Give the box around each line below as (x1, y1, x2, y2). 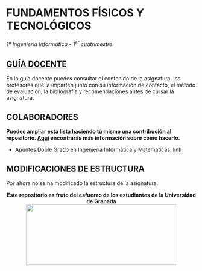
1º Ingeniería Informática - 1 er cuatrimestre (6, 39, 113, 48)
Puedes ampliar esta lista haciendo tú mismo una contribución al (6, 128, 172, 135)
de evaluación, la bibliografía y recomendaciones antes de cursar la (6, 88, 174, 95)
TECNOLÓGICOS (6, 19, 92, 33)
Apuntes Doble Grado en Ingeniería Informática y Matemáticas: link (14, 146, 182, 154)
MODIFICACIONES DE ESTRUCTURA (6, 163, 145, 174)
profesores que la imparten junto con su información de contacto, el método (6, 82, 196, 89)
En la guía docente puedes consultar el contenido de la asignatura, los (6, 75, 181, 82)
